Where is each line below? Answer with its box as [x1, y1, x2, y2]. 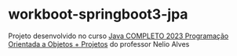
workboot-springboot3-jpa [8, 5, 188, 23]
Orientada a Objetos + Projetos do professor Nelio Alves [8, 39, 190, 48]
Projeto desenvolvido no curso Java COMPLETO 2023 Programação [8, 31, 229, 40]
